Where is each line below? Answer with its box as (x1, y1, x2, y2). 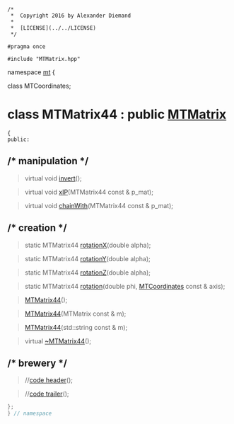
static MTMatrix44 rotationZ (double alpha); (24, 268, 151, 277)
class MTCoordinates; (7, 81, 71, 90)
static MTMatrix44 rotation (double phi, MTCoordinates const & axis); (24, 282, 226, 290)
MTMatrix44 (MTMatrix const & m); (24, 309, 127, 318)
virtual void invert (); (24, 173, 83, 183)
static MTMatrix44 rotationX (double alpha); (24, 241, 151, 249)
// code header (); (24, 376, 73, 384)
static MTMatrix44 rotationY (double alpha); (24, 254, 151, 263)
